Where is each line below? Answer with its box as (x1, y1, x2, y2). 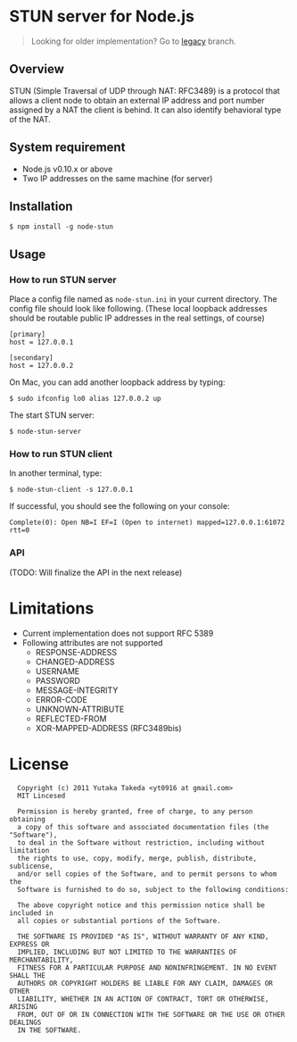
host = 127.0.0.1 (9, 338, 74, 347)
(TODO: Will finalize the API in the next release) (9, 567, 183, 578)
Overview (9, 62, 65, 77)
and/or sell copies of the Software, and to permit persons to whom (17, 869, 277, 879)
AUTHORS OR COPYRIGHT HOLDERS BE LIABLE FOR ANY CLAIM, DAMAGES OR (17, 979, 274, 988)
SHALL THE (9, 971, 46, 979)
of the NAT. (9, 113, 52, 124)
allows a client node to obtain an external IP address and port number (9, 95, 265, 105)
